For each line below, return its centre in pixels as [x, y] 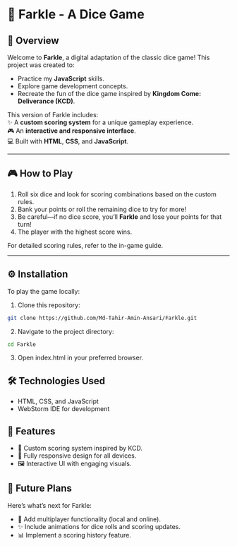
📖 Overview [33, 41]
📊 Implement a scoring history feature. [74, 535]
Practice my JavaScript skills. [61, 78]
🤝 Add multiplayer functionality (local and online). [89, 519]
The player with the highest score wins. [75, 232]
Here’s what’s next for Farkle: [49, 505]
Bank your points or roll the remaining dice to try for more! [102, 209]
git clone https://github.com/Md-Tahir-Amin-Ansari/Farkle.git [102, 318]
